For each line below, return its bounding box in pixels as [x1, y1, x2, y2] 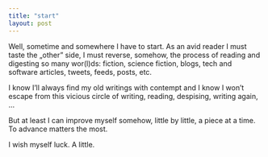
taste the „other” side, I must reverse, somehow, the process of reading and [8, 50, 261, 60]
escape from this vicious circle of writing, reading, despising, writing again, [8, 91, 258, 101]
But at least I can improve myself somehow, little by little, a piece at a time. [8, 115, 256, 125]
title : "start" [8, 11, 60, 20]
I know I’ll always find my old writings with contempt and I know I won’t [8, 82, 245, 93]
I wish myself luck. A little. [8, 139, 95, 149]
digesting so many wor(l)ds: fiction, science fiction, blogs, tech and [8, 58, 232, 68]
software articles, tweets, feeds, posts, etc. [8, 67, 152, 76]
